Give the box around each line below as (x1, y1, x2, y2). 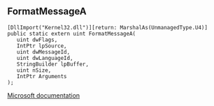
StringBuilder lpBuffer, (16, 61, 90, 68)
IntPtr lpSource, (16, 42, 68, 50)
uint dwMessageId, (16, 48, 71, 55)
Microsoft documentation (7, 91, 80, 100)
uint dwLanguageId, (16, 54, 73, 61)
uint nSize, (16, 66, 52, 74)
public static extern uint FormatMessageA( (7, 30, 136, 37)
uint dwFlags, (16, 36, 58, 43)
